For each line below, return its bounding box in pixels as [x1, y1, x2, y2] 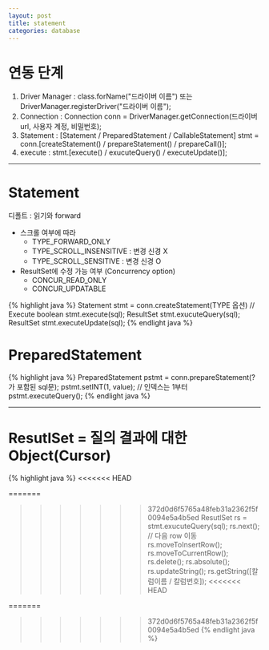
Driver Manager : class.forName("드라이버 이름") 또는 [19, 91, 193, 101]
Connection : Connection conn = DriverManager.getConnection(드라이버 [19, 111, 258, 121]
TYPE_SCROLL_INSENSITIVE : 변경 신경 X [31, 246, 168, 256]
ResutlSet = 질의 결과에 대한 [8, 430, 187, 447]
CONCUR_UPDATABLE [31, 284, 106, 293]
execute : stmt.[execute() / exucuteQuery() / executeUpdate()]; [19, 147, 228, 157]
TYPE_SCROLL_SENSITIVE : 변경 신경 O [31, 256, 162, 266]
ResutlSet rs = [200, 513, 248, 523]
